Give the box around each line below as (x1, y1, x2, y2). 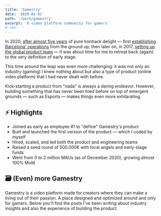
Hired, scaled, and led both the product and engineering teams (12, 139, 138, 145)
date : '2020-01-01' (5, 12, 45, 17)
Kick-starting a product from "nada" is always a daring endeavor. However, (5, 83, 155, 89)
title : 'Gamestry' (5, 7, 42, 12)
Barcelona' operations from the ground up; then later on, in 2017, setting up (5, 44, 155, 50)
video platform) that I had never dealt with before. (5, 74, 104, 80)
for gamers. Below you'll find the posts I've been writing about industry (5, 200, 147, 206)
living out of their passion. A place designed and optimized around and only (5, 195, 156, 201)
